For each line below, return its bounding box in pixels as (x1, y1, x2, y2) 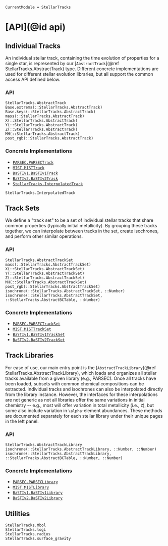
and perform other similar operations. (5, 233, 83, 239)
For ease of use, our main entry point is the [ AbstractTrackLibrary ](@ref (5, 364, 156, 371)
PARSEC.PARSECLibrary (12, 480, 58, 485)
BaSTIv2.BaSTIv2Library (12, 495, 63, 501)
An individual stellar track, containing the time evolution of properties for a (5, 55, 159, 61)
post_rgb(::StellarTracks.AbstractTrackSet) (5, 284, 100, 289)
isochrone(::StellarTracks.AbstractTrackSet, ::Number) (5, 288, 125, 293)
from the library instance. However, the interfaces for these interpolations (5, 391, 158, 398)
